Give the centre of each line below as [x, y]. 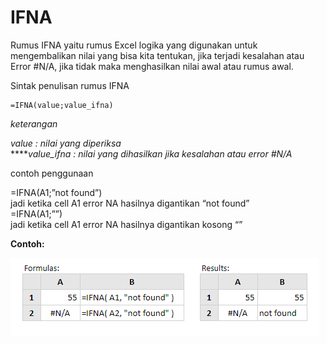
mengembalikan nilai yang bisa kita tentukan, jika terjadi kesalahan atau [157, 55]
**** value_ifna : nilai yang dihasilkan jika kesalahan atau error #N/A [151, 153]
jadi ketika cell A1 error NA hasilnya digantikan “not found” [130, 203]
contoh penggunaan [52, 173]
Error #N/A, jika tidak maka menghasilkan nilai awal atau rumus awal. [152, 66]
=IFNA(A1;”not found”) [56, 192]
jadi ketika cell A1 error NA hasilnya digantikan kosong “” [126, 224]
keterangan [34, 123]
